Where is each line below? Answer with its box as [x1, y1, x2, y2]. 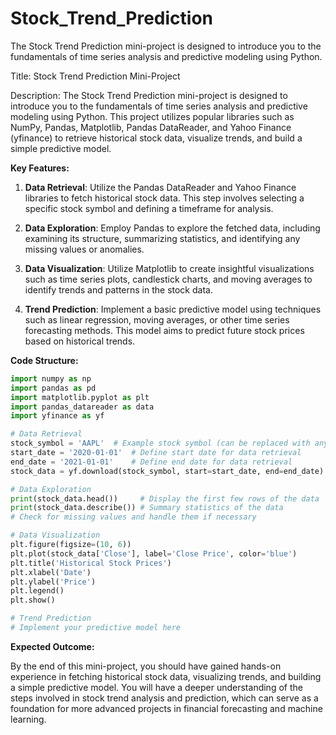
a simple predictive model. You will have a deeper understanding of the [10, 681, 303, 693]
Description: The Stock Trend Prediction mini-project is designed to [10, 89, 288, 101]
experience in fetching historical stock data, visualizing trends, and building [10, 670, 322, 682]
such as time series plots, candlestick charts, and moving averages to [24, 273, 313, 285]
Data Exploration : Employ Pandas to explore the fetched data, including [24, 222, 321, 234]
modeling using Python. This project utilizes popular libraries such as [10, 110, 295, 122]
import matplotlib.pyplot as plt [10, 392, 150, 402]
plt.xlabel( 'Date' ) [10, 567, 92, 577]
